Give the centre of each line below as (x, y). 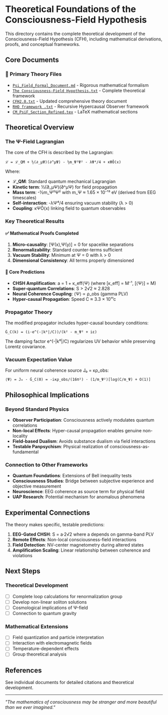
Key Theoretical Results (35, 221)
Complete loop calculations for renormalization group (67, 596)
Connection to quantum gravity (44, 613)
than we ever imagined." (30, 708)
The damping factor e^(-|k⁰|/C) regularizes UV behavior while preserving (80, 341)
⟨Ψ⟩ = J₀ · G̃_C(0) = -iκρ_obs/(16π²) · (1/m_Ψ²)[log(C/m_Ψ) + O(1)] (78, 380)
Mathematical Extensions (37, 627)
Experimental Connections (47, 512)
